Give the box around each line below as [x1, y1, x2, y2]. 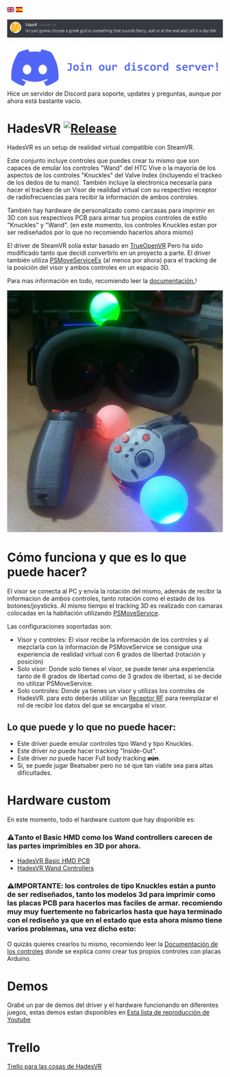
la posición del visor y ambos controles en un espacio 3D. [7, 264, 170, 272]
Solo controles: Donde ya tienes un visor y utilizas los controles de [16, 687, 205, 695]
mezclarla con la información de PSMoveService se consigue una [16, 643, 203, 651]
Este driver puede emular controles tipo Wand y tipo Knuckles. [16, 739, 194, 747]
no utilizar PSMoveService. [16, 679, 94, 688]
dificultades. [16, 769, 53, 777]
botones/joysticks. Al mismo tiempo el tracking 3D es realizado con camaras [7, 602, 223, 610]
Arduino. [7, 954, 31, 962]
